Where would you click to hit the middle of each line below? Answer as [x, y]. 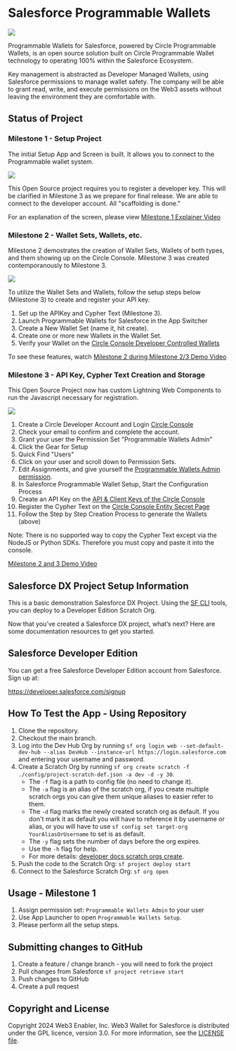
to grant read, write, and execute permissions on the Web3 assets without [115, 89]
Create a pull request [48, 986]
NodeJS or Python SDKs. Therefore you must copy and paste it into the [111, 543]
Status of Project [46, 118]
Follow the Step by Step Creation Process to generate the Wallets [113, 514]
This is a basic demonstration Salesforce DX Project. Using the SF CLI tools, [118, 603]
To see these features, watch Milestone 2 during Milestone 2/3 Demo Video [117, 356]
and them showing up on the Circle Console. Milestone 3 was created [109, 257]
